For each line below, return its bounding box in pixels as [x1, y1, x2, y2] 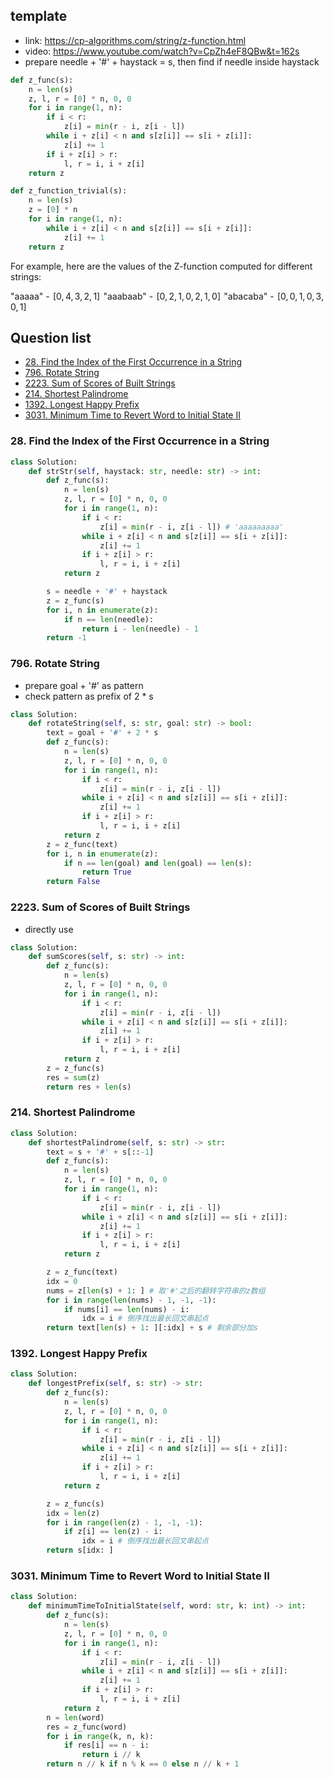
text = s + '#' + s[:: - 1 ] [46, 1147, 155, 1157]
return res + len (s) [46, 1082, 132, 1092]
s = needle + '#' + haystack [46, 587, 168, 597]
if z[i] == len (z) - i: [63, 1527, 163, 1537]
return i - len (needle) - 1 [81, 624, 199, 634]
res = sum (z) [46, 1072, 101, 1083]
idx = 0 [46, 1276, 78, 1286]
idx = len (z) [46, 1508, 101, 1518]
